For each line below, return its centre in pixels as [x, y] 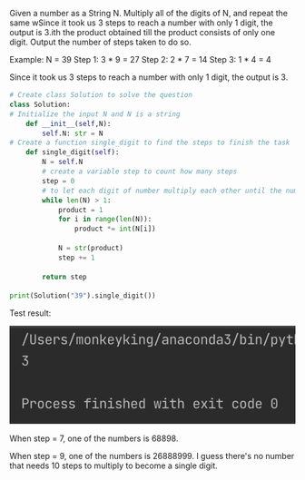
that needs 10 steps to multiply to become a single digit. [113, 465]
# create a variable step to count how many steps [140, 171]
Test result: [30, 313]
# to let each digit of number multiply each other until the [162, 191]
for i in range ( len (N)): [105, 220]
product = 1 [80, 210]
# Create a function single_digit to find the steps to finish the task [150, 143]
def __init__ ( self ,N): [69, 123]
